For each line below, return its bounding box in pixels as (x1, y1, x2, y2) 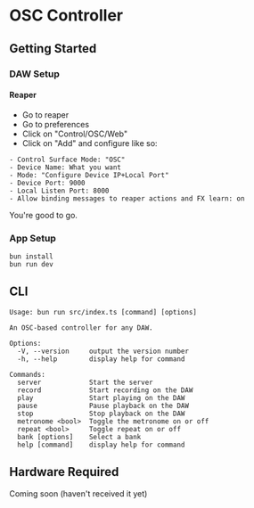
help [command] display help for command (17, 440, 185, 449)
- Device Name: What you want (9, 162, 122, 172)
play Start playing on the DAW (17, 393, 185, 402)
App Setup (9, 232, 56, 244)
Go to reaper (21, 109, 70, 120)
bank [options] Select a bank (17, 432, 142, 441)
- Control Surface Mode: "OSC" (9, 155, 126, 164)
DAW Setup (9, 68, 60, 80)
